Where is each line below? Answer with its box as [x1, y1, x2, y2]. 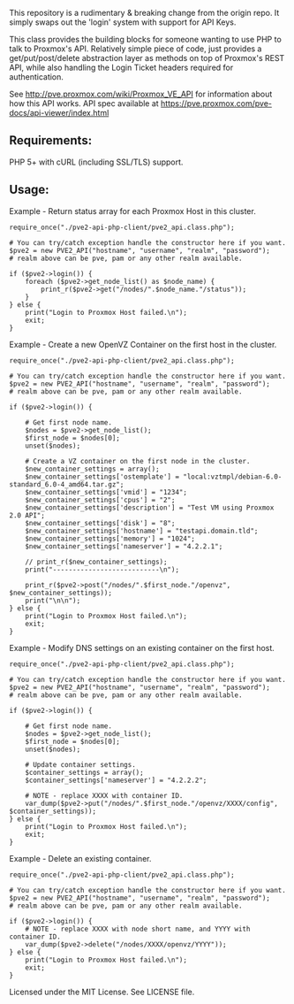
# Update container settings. [25, 760, 137, 769]
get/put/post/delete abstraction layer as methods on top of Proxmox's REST [9, 53, 285, 63]
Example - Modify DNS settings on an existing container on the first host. [9, 642, 275, 653]
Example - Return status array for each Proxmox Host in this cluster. [9, 205, 256, 216]
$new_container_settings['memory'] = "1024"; [25, 534, 196, 543]
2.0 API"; [9, 510, 46, 520]
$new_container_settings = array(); [25, 464, 161, 473]
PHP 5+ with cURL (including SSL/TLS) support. [9, 157, 184, 167]
